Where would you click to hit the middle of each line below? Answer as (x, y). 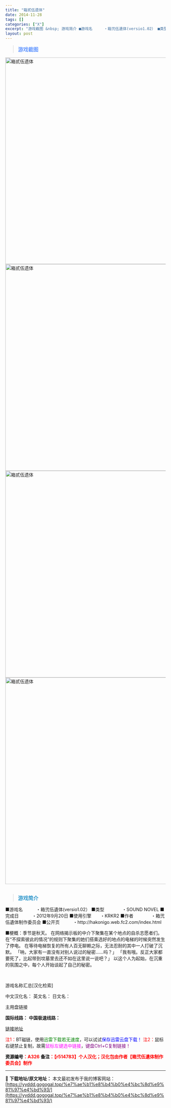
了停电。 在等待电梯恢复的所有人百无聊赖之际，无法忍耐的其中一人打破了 (82, 946)
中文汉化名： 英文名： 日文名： (38, 996)
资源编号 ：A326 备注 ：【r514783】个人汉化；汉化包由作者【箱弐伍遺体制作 (84, 1057)
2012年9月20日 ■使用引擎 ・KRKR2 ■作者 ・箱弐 (101, 916)
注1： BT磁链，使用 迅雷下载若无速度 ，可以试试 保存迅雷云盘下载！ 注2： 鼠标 (84, 1039)
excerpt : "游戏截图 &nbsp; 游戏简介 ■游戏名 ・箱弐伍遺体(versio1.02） (80, 29)
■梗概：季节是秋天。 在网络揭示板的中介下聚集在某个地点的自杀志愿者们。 (84, 933)
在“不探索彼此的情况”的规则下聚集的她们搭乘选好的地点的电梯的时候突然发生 (85, 939)
